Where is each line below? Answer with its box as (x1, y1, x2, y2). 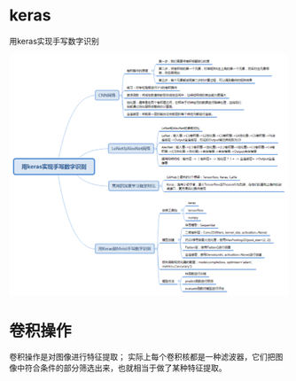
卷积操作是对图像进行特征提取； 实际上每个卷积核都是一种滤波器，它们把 (9, 352, 276, 362)
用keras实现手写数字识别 (9, 35, 100, 46)
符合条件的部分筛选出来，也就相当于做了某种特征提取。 (24, 362, 227, 373)
